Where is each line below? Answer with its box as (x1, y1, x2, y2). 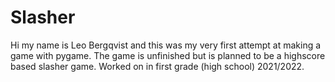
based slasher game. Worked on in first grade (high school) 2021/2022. (10, 60, 305, 72)
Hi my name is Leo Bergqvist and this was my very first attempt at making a (10, 39, 322, 51)
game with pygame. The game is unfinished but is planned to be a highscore (10, 49, 326, 61)
